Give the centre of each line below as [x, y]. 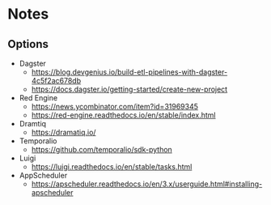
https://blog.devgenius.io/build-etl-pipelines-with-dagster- [129, 72]
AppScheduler [43, 175]
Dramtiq [32, 124]
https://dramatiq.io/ [64, 132]
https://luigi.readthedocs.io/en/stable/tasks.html [112, 167]
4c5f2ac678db [56, 81]
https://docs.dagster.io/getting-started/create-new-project [129, 89]
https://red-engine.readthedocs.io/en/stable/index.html [123, 115]
